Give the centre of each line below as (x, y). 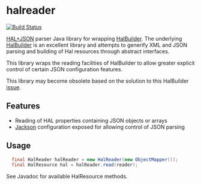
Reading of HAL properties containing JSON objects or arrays (91, 120)
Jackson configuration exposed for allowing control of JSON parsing (100, 127)
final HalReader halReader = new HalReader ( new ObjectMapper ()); (95, 159)
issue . (13, 87)
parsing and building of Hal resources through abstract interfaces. (88, 51)
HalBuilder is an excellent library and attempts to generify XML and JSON (97, 45)
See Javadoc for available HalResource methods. (67, 177)
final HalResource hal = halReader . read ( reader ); (75, 165)
